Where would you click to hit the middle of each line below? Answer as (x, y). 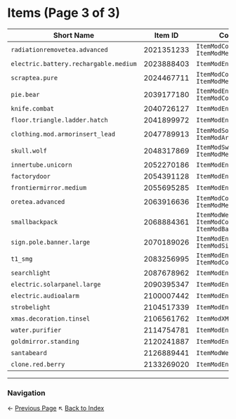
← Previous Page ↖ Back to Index (56, 408)
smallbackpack (34, 222)
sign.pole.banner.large (51, 242)
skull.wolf (29, 150)
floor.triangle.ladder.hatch (59, 120)
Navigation (26, 393)
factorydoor (31, 176)
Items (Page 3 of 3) (64, 13)
